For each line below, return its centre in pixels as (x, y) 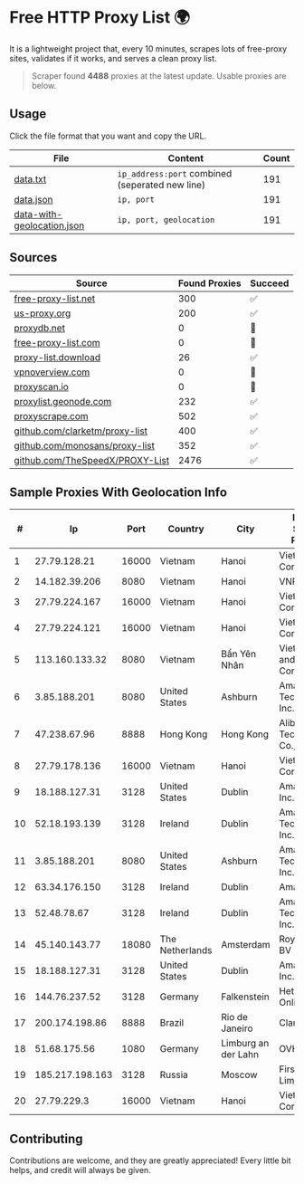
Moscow (239, 1075)
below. (44, 85)
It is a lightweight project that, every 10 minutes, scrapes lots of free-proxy (148, 48)
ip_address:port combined (175, 173)
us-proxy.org (43, 313)
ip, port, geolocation (166, 220)
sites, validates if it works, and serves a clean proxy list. (113, 58)
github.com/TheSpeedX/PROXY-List (92, 460)
